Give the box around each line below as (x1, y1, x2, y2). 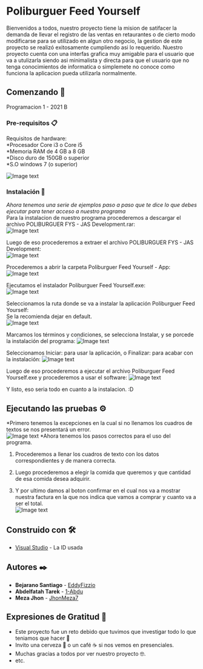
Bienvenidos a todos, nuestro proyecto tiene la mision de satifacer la (6, 24, 177, 32)
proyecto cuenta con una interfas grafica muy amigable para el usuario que (6, 50, 195, 57)
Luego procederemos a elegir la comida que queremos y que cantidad (15, 469, 191, 476)
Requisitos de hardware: (6, 135, 67, 142)
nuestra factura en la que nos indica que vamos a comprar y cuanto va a (15, 494, 196, 501)
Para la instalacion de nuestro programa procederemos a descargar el (6, 214, 181, 222)
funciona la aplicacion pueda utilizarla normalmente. (6, 69, 137, 76)
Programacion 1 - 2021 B (6, 103, 68, 110)
